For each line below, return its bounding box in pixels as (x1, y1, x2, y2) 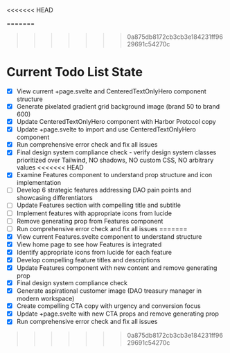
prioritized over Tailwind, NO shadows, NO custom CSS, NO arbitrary (16, 156, 214, 165)
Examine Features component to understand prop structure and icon (16, 171, 213, 179)
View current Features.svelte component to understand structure (16, 232, 202, 241)
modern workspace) (16, 294, 75, 303)
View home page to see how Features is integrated (16, 240, 162, 248)
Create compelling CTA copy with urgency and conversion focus (16, 302, 202, 310)
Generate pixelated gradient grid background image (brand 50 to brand (16, 102, 220, 110)
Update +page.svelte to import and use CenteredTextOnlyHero (16, 125, 197, 134)
